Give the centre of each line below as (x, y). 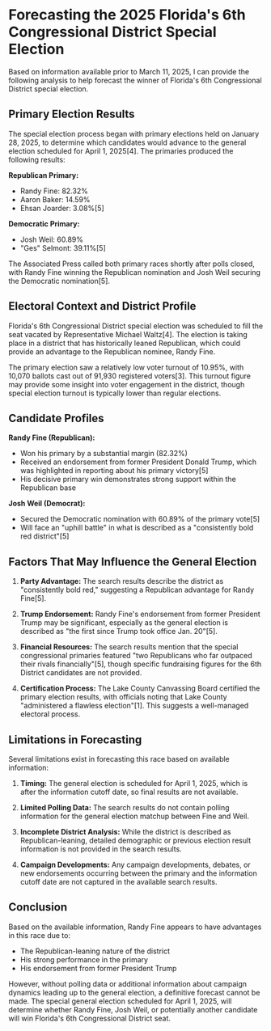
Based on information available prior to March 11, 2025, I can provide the (129, 71)
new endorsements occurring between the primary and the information (138, 873)
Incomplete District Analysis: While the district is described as (125, 832)
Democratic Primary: (44, 223)
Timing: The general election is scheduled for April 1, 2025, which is (134, 783)
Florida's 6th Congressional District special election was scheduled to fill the (136, 326)
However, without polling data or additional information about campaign (128, 983)
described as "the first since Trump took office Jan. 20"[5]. (119, 632)
